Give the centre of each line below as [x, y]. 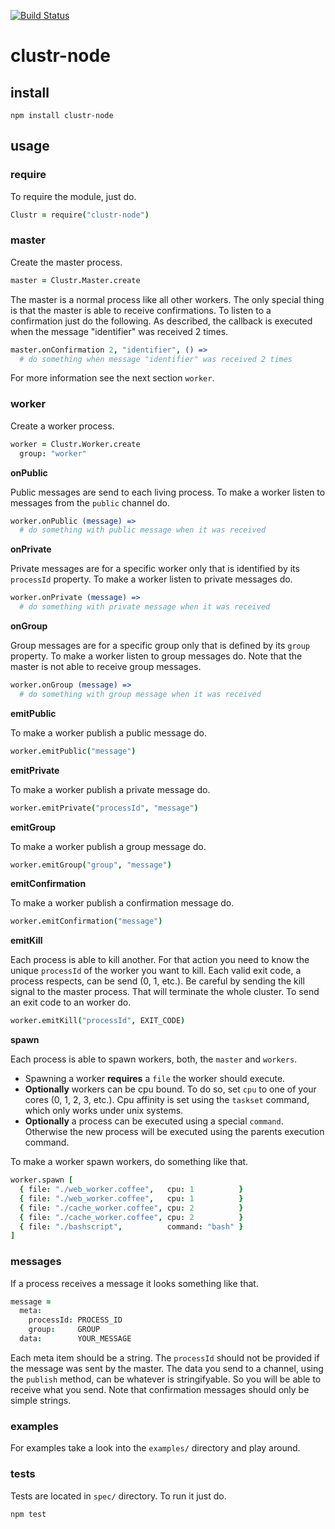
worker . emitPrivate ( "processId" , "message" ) [104, 808]
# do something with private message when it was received [145, 607]
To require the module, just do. [73, 196]
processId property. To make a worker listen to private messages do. [151, 579]
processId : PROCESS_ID [75, 1320]
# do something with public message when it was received [143, 530]
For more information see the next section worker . [112, 378]
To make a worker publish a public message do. [108, 732]
